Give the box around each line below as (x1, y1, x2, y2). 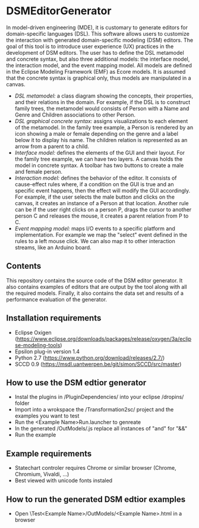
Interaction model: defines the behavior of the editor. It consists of (14, 174, 177, 181)
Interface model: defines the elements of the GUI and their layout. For (14, 149, 185, 156)
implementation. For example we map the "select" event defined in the (14, 231, 188, 238)
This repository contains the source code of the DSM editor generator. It (6, 276, 183, 284)
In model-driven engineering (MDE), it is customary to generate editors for (6, 24, 188, 31)
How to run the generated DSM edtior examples (6, 494, 186, 504)
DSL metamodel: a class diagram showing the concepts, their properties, (14, 92, 194, 99)
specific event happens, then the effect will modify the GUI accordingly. (14, 187, 191, 194)
